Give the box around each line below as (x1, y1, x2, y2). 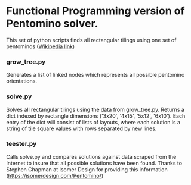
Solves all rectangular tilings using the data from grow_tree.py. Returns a (6, 106, 185, 113)
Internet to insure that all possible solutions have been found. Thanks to (6, 159, 183, 167)
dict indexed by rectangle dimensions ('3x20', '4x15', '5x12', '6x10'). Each (6, 112, 186, 120)
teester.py (6, 140, 37, 148)
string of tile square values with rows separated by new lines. (6, 125, 157, 132)
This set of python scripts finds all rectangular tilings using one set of (6, 36, 177, 43)
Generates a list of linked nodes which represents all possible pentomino (6, 71, 185, 79)
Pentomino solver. (6, 17, 98, 30)
